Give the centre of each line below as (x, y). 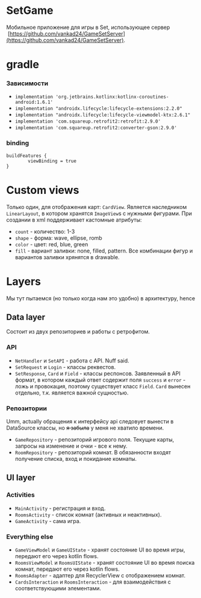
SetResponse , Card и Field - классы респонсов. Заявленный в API (97, 373)
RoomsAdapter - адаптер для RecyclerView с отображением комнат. (100, 575)
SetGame (30, 11)
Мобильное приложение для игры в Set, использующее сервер (88, 27)
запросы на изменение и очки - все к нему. (71, 446)
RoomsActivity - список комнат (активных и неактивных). (88, 515)
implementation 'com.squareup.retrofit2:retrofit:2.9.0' (88, 121)
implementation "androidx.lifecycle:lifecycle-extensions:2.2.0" (98, 109)
